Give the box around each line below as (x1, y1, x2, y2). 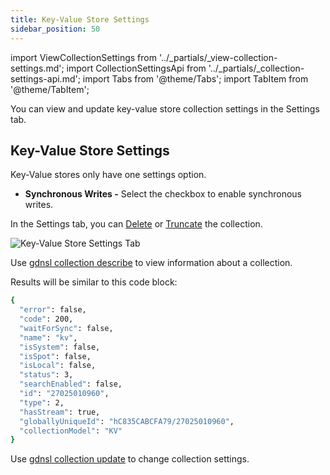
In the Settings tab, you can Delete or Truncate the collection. (10, 218, 263, 230)
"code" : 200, (19, 314, 74, 325)
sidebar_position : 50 (10, 24, 101, 34)
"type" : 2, (19, 397, 65, 408)
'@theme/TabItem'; (10, 83, 90, 95)
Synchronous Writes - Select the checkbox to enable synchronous (24, 188, 302, 200)
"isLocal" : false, (19, 361, 97, 371)
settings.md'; (10, 62, 65, 74)
